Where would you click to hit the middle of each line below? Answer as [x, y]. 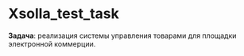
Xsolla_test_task [64, 14]
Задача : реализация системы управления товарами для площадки [122, 35]
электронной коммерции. [52, 43]
